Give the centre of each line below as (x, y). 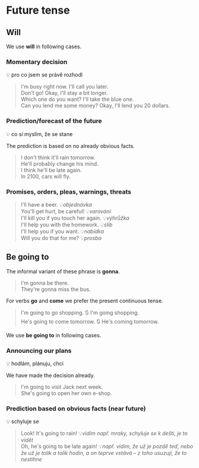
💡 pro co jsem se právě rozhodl (45, 75)
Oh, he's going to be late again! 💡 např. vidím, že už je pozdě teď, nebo (107, 447)
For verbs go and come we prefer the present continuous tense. (85, 301)
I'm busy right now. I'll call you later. (64, 87)
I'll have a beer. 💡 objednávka (56, 204)
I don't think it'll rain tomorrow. (58, 157)
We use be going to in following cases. (54, 335)
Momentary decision (37, 62)
